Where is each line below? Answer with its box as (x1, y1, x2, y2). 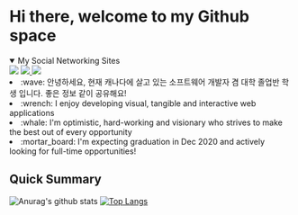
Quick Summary (9, 172, 102, 187)
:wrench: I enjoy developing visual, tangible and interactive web (21, 97, 257, 109)
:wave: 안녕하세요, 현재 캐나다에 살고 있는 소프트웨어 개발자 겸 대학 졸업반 (21, 76, 280, 87)
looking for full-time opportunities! (9, 146, 137, 157)
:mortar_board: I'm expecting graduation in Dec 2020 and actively (21, 136, 266, 147)
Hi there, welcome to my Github (9, 6, 250, 27)
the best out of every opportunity (9, 126, 132, 137)
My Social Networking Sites (17, 55, 121, 66)
